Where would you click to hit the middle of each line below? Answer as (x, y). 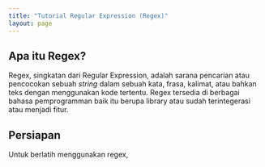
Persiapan (34, 135)
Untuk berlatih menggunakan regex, (68, 155)
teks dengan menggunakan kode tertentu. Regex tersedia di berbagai (124, 93)
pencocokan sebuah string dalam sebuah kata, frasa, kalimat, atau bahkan (132, 84)
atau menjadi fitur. (38, 110)
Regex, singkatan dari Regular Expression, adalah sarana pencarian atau (129, 75)
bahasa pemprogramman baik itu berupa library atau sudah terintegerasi (130, 101)
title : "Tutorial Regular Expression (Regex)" (88, 16)
